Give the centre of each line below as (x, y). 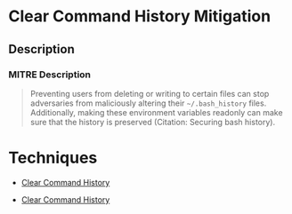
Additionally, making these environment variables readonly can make (156, 112)
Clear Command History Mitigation (140, 16)
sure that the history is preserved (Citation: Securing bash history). (153, 122)
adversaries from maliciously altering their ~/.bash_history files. (148, 103)
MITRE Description (49, 75)
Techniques (53, 158)
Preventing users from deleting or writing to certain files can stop (150, 93)
